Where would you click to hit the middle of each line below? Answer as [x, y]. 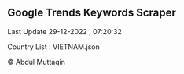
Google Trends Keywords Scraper [92, 13]
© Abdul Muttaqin [37, 62]
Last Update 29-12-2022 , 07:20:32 [65, 31]
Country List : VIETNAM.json [53, 47]
